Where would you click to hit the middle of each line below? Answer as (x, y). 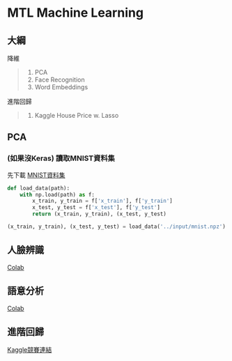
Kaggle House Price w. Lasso (77, 115)
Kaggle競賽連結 (30, 350)
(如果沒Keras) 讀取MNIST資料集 (61, 158)
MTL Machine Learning (76, 13)
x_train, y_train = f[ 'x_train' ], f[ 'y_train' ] (102, 201)
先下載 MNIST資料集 (36, 175)
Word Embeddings (61, 87)
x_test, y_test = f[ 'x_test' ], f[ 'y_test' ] (96, 208)
